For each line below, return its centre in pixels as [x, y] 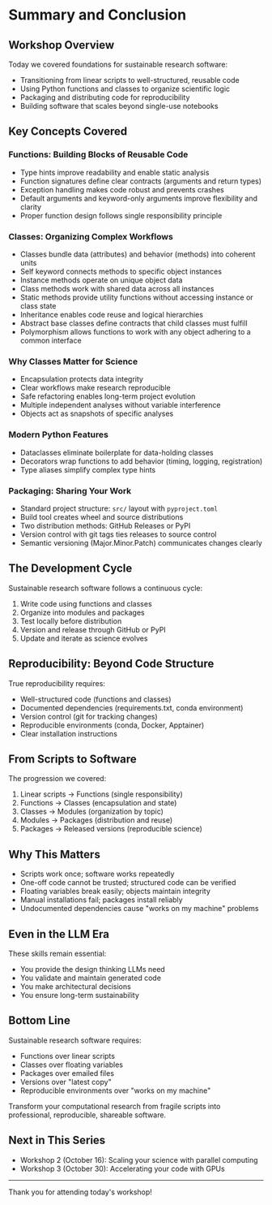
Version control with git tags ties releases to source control [118, 534]
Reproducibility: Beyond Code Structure [111, 664]
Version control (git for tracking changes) [89, 716]
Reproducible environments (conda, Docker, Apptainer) [112, 725]
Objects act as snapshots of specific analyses [97, 414]
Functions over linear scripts [68, 1056]
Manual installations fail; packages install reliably [102, 900]
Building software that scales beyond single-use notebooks [119, 106]
